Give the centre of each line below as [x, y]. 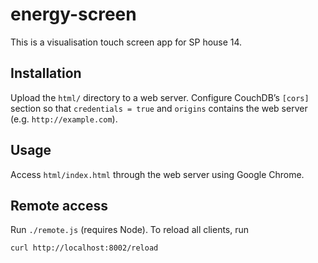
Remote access [59, 205]
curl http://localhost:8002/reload [84, 248]
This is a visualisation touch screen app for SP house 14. [126, 42]
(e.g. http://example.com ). [64, 119]
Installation [46, 73]
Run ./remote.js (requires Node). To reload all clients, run [130, 230]
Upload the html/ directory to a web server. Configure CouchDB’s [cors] [160, 97]
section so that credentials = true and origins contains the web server [159, 108]
